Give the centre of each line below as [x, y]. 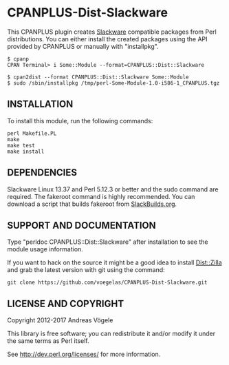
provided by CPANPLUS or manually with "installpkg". [83, 46]
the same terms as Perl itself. [48, 341]
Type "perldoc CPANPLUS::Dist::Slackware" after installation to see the [108, 242]
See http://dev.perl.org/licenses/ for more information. [84, 354]
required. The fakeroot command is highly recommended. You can [101, 196]
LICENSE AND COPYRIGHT [66, 303]
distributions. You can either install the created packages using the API [107, 39]
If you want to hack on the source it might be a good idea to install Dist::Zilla [115, 262]
